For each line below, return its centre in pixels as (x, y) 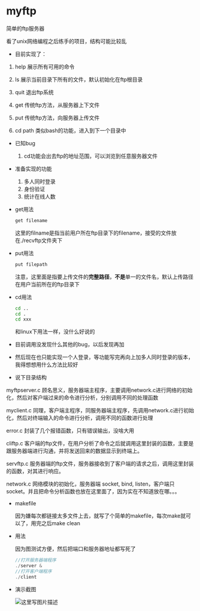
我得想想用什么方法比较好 (46, 365)
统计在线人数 (40, 196)
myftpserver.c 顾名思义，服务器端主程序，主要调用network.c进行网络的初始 (99, 390)
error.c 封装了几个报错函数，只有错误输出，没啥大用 (70, 431)
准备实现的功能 (33, 169)
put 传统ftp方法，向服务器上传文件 (57, 118)
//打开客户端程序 (33, 571)
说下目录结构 (31, 378)
